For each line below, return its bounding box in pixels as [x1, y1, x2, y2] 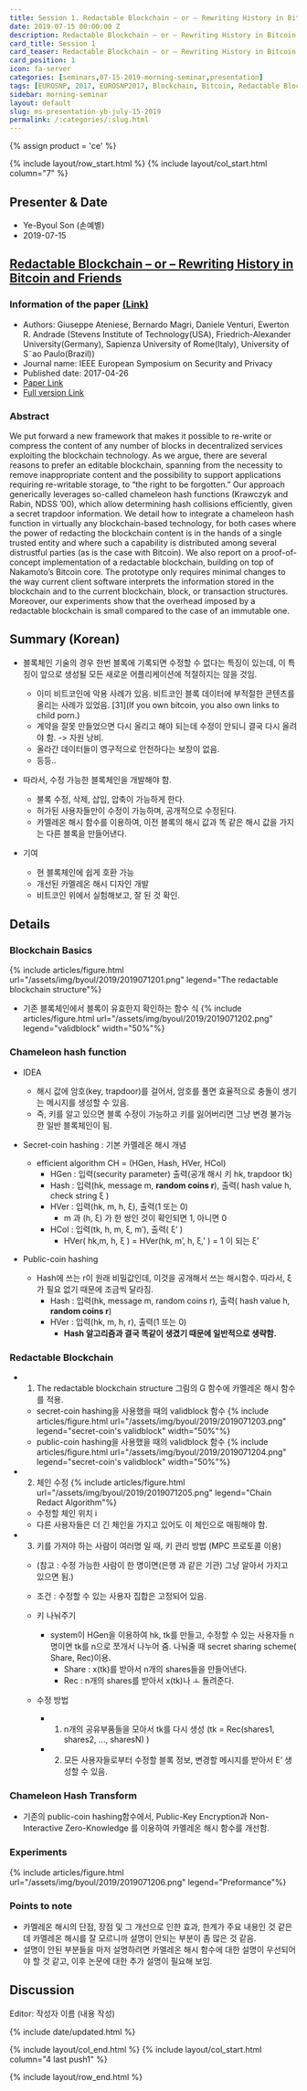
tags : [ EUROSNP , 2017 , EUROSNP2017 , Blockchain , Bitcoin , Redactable [9, 81, 281, 90]
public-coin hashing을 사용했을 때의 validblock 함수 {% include [36, 1437, 269, 1448]
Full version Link [22, 387, 85, 398]
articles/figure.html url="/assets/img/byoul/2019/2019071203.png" [36, 1416, 287, 1427]
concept [9, 557, 41, 568]
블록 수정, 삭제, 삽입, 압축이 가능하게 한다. [36, 793, 185, 804]
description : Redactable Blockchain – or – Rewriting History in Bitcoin [9, 30, 297, 39]
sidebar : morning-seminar [9, 90, 108, 99]
